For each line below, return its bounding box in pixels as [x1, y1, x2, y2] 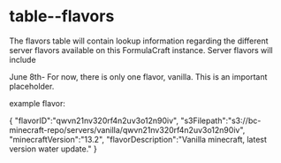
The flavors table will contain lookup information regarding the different [9, 35, 269, 46]
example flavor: [9, 97, 66, 108]
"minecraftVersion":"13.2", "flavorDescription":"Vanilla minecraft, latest [9, 134, 268, 144]
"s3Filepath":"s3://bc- [180, 115, 262, 126]
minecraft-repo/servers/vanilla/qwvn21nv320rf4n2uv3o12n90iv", [9, 124, 246, 135]
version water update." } [9, 144, 97, 154]
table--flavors [9, 6, 115, 27]
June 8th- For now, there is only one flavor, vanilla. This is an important [9, 71, 268, 81]
